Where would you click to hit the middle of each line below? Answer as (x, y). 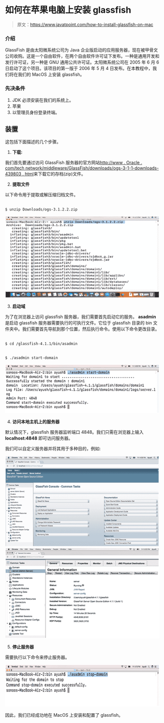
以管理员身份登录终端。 (36, 112)
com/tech (15, 168)
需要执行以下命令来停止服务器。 (37, 657)
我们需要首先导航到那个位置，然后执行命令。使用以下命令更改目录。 (91, 329)
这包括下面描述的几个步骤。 (33, 142)
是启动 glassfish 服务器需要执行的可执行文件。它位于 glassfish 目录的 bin (79, 323)
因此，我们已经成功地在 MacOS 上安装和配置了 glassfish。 (64, 715)
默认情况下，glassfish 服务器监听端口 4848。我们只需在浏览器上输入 (74, 432)
